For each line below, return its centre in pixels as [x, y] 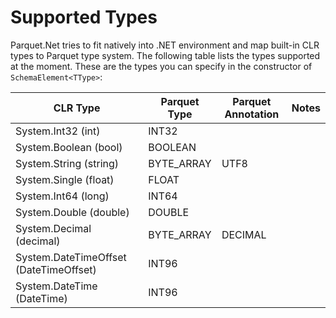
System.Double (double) [72, 212]
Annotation [252, 114]
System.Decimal [53, 228]
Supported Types [84, 17]
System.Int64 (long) [62, 196]
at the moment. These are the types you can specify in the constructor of [161, 66]
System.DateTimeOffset [71, 257]
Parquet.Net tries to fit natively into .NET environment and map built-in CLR [165, 45]
